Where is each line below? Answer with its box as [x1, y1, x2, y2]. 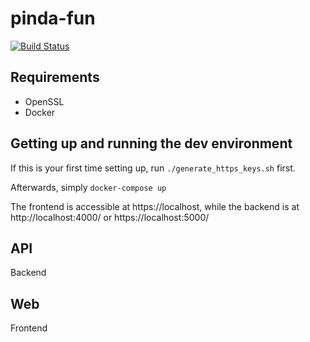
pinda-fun [10, 7, 96, 30]
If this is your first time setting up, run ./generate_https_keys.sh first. [10, 162, 296, 174]
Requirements [10, 69, 100, 86]
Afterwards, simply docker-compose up [10, 181, 167, 193]
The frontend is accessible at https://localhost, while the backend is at [10, 200, 300, 212]
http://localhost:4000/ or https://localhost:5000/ [10, 211, 210, 223]
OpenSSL [24, 95, 65, 107]
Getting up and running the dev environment [10, 135, 293, 152]
